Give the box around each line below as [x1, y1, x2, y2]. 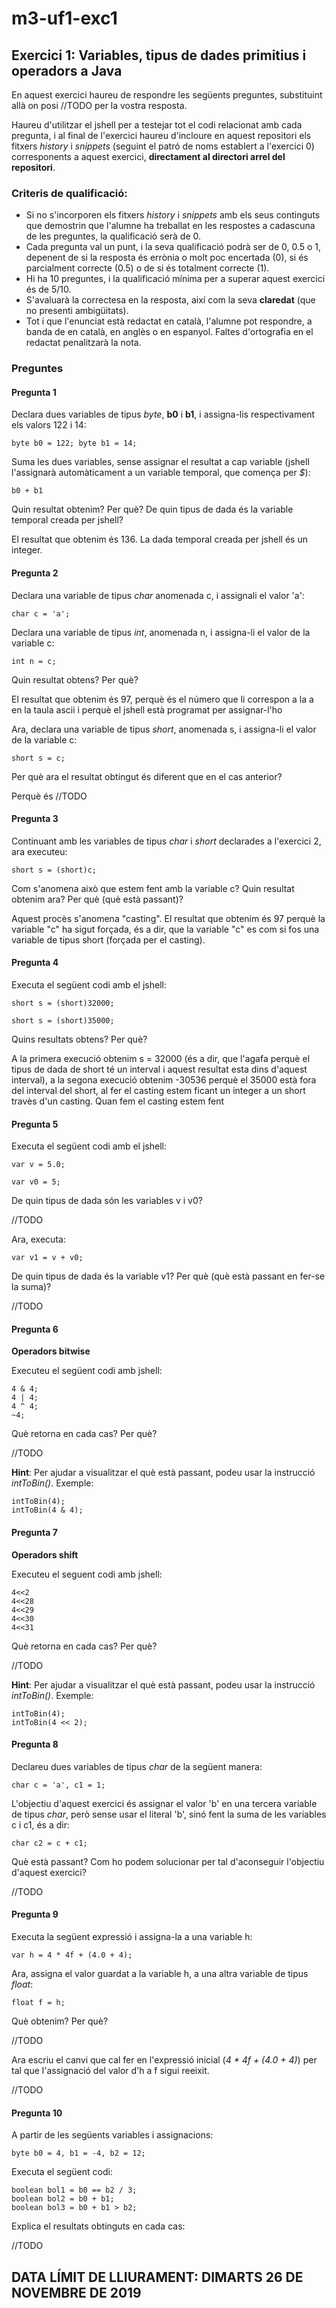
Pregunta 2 [11, 567, 59, 579]
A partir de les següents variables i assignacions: [11, 2129, 214, 2141]
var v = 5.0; [11, 1160, 66, 1170]
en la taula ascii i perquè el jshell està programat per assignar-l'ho [11, 703, 283, 716]
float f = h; [11, 1998, 66, 2008]
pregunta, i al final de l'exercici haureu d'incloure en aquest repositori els [11, 130, 312, 141]
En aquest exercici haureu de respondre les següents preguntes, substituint [11, 89, 323, 101]
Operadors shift [11, 1548, 79, 1561]
